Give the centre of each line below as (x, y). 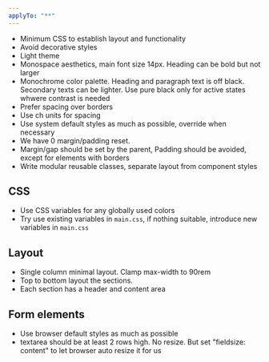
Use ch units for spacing (60, 115)
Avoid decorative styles (58, 47)
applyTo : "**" (32, 16)
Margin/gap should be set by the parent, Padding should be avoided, (133, 149)
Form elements (47, 314)
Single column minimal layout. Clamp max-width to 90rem (115, 272)
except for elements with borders (74, 158)
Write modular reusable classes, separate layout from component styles (139, 166)
